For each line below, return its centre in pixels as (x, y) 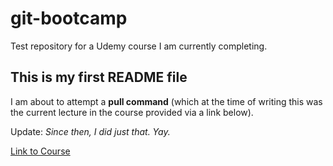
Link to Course (40, 151)
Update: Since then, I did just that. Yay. (90, 131)
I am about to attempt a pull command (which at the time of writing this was (166, 101)
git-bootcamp (69, 18)
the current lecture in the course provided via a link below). (132, 112)
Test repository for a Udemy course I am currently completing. (139, 46)
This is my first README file (99, 77)
